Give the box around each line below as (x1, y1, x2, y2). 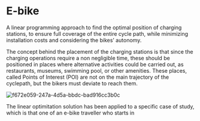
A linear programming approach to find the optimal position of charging (6, 24, 182, 31)
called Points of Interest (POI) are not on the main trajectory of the (6, 73, 169, 80)
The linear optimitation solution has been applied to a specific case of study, (6, 103, 195, 110)
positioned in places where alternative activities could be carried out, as (6, 61, 184, 68)
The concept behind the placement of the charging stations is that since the (6, 48, 193, 55)
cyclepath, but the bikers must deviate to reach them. (6, 79, 138, 87)
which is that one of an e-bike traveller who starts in (6, 109, 135, 116)
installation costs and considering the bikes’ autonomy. (6, 36, 142, 44)
